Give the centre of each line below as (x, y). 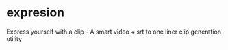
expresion (36, 13)
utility (14, 38)
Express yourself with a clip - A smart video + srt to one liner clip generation (114, 32)
